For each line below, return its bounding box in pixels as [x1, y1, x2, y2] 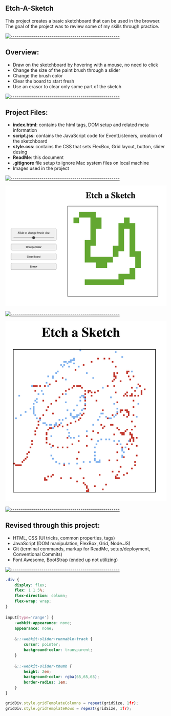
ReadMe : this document [12, 154, 64, 161]
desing [12, 149, 28, 155]
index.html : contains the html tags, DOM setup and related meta [12, 122, 149, 128]
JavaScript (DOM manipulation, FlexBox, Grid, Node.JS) [12, 540, 131, 546]
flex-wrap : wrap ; [14, 599, 52, 604]
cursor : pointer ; [24, 642, 60, 647]
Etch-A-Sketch [5, 4, 54, 13]
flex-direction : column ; [14, 593, 68, 599]
